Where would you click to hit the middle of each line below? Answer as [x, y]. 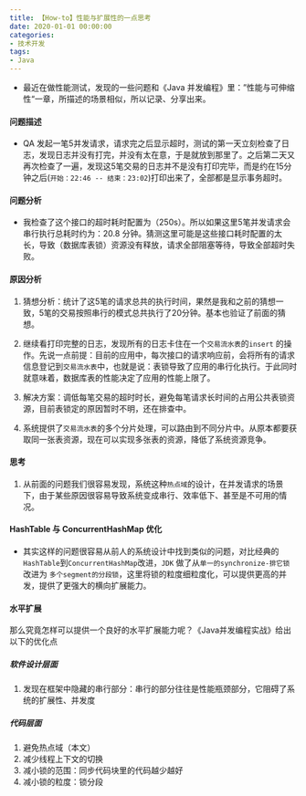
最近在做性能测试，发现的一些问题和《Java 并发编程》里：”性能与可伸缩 [158, 87]
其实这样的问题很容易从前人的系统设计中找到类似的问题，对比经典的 [151, 551]
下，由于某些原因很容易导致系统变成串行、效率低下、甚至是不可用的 [151, 495]
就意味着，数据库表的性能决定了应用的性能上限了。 [119, 377]
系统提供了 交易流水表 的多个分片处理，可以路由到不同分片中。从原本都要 [156, 428]
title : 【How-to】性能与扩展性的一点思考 [80, 18]
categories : [32, 35]
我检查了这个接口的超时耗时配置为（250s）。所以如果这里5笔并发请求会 [157, 222]
